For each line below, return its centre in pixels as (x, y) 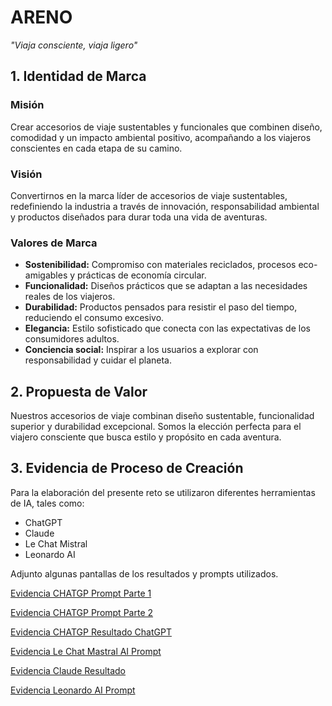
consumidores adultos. (72, 339)
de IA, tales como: (47, 503)
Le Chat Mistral (56, 543)
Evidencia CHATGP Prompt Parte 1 (81, 593)
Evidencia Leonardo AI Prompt (73, 690)
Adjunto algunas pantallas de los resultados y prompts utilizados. (144, 573)
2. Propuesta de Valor (79, 391)
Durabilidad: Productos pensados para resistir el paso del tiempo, (161, 307)
